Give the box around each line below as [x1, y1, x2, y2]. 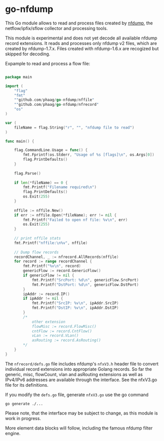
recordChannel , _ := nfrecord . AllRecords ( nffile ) [14, 254, 119, 259]
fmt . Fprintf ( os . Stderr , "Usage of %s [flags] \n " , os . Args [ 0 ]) [23, 152, 155, 158]
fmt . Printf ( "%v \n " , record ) [23, 263, 81, 269]
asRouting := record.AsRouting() [31, 338, 101, 343]
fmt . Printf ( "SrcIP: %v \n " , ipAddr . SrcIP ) [31, 301, 119, 306]
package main [5, 74, 32, 79]
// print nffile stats [14, 236, 61, 241]
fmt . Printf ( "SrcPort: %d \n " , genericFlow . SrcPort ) [31, 277, 139, 282]
